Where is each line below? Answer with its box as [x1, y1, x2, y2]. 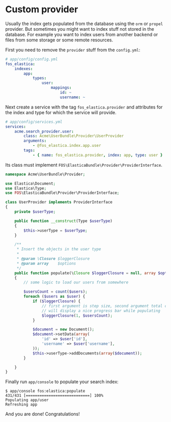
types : [32, 76, 47, 81]
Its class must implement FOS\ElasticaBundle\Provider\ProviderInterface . [5, 162, 163, 168]
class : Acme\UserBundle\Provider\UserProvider [23, 134, 124, 139]
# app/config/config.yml [5, 56, 58, 62]
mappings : [50, 85, 72, 91]
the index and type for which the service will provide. [5, 109, 117, 116]
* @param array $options [16, 261, 76, 266]
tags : [23, 148, 36, 153]
